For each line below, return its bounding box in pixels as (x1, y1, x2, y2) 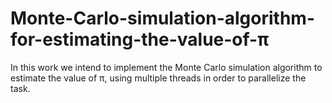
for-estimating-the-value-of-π (10, 28, 270, 51)
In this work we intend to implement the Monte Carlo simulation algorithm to (10, 61, 323, 73)
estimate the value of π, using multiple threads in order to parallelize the (10, 72, 307, 84)
